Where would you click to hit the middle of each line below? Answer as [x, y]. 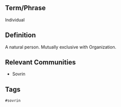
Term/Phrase [25, 8]
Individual [15, 20]
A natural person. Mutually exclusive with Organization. [61, 47]
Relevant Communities [40, 62]
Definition [20, 35]
